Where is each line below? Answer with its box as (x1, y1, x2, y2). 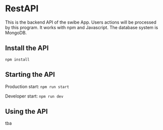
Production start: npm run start (5, 83, 69, 89)
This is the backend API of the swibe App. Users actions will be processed (5, 19, 157, 25)
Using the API (5, 107, 48, 116)
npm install (5, 57, 30, 62)
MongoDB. (5, 30, 27, 35)
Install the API (5, 44, 49, 52)
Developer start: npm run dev (5, 93, 64, 99)
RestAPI (5, 3, 39, 14)
